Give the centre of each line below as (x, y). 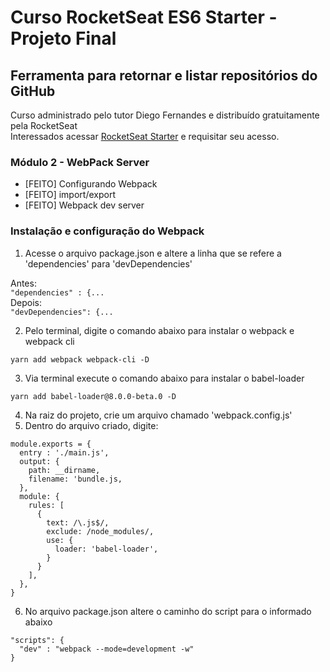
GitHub (33, 91)
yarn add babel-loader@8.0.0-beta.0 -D (93, 396)
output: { (39, 461)
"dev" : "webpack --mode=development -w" (107, 649)
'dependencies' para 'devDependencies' (108, 263)
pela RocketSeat (44, 125)
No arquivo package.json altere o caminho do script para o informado (168, 611)
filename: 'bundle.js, (75, 479)
